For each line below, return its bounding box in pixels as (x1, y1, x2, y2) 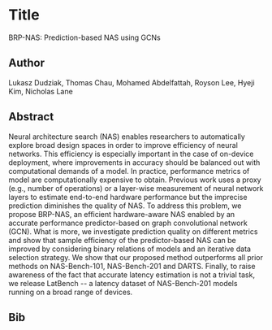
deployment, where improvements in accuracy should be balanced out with (8, 157, 261, 167)
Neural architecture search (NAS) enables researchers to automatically (8, 132, 245, 141)
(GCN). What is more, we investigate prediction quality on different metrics (8, 226, 258, 237)
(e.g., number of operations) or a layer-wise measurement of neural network (8, 183, 264, 193)
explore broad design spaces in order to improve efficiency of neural (8, 140, 238, 150)
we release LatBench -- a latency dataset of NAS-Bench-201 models (8, 278, 238, 288)
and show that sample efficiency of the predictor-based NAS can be (8, 235, 237, 245)
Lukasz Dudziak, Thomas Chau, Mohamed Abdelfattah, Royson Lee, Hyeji (8, 77, 255, 87)
